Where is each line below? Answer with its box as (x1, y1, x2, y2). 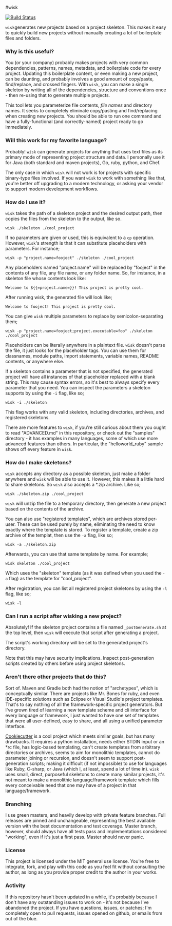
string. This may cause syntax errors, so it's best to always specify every (5, 379, 160, 385)
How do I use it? (5, 199, 46, 206)
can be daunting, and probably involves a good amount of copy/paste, (5, 76, 154, 82)
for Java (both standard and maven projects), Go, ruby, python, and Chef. (5, 159, 161, 166)
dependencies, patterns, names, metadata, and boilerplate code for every (5, 65, 162, 71)
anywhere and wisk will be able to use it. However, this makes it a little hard (5, 476, 164, 482)
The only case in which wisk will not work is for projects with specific (5, 169, 151, 175)
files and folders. (5, 35, 41, 41)
